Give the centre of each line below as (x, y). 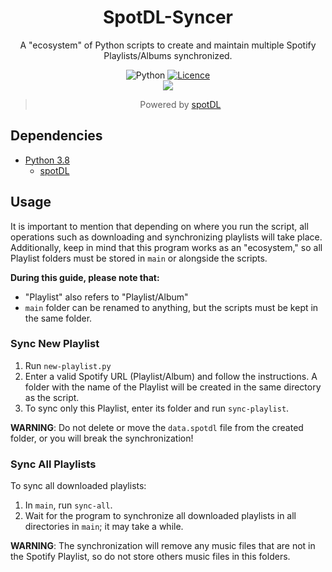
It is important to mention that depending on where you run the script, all (159, 226)
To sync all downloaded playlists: (78, 486)
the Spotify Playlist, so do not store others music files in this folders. (150, 557)
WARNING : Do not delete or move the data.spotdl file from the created (157, 427)
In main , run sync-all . (68, 505)
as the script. (52, 397)
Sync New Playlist (55, 344)
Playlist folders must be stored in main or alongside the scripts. (139, 258)
